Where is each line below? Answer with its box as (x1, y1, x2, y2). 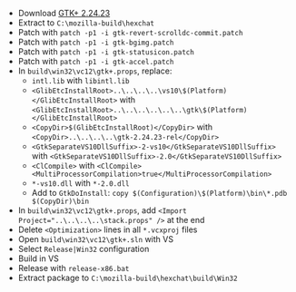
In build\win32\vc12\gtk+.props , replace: (17, 65, 173, 76)
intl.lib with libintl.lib (31, 75, 130, 85)
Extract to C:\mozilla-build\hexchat (17, 17, 154, 28)
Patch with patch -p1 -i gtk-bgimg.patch (17, 36, 174, 47)
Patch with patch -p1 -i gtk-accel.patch (17, 56, 174, 66)
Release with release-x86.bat (17, 263, 130, 273)
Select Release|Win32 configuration (17, 244, 150, 254)
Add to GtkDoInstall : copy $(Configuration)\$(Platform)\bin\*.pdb (31, 188, 288, 198)
